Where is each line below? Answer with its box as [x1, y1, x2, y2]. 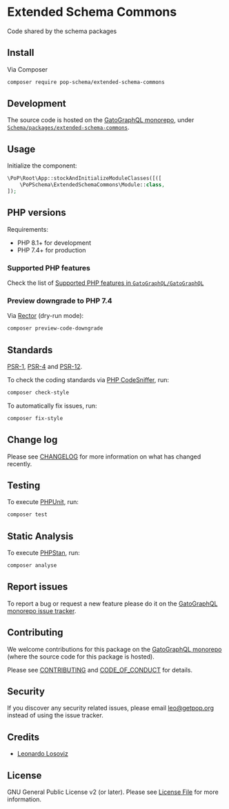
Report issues [7, 581, 68, 593]
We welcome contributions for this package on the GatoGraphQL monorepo [7, 645, 222, 653]
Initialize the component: [7, 161, 77, 170]
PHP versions [7, 207, 67, 219]
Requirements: [7, 225, 48, 233]
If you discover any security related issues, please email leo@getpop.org [7, 704, 215, 712]
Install [7, 47, 34, 59]
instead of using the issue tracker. [7, 711, 103, 719]
